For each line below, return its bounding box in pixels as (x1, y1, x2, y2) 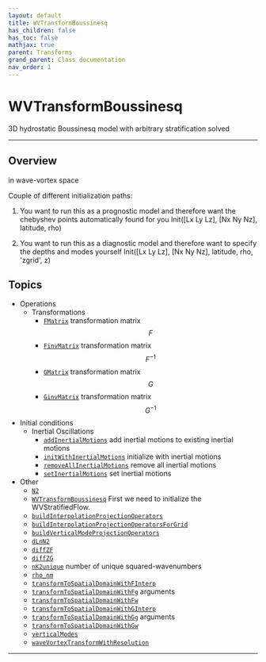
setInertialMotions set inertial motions (43, 468, 172, 478)
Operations (19, 299, 57, 309)
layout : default (8, 11, 62, 20)
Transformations (31, 307, 85, 318)
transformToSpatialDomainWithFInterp (31, 579, 157, 587)
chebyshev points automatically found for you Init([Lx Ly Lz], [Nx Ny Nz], (19, 214, 257, 224)
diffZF (31, 545, 54, 554)
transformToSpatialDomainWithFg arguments (31, 587, 176, 596)
